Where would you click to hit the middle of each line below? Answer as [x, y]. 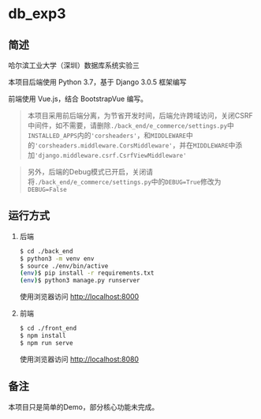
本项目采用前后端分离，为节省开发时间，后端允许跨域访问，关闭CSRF [140, 116]
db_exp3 [37, 14]
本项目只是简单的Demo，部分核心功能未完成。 [84, 406]
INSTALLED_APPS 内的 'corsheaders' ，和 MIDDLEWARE [107, 135]
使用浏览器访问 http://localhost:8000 [79, 297]
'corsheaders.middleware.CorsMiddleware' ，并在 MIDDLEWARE [131, 145]
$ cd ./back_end [46, 251]
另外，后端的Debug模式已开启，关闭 [87, 172]
